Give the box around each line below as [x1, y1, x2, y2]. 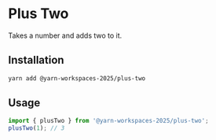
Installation [8, 53, 64, 67]
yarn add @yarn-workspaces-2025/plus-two [8, 74, 146, 83]
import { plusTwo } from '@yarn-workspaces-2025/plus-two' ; [8, 117, 210, 125]
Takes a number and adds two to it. [8, 31, 123, 40]
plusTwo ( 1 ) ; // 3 [8, 124, 65, 132]
